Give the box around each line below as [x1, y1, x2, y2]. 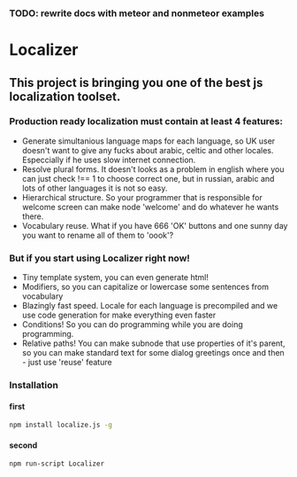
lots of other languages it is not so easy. [21, 183, 168, 193]
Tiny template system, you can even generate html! [21, 272, 209, 283]
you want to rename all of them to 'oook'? [21, 230, 174, 240]
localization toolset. [9, 89, 121, 104]
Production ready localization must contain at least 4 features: [9, 115, 283, 128]
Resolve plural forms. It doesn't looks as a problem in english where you [21, 163, 285, 175]
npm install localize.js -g [9, 420, 113, 430]
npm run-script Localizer [9, 459, 104, 468]
